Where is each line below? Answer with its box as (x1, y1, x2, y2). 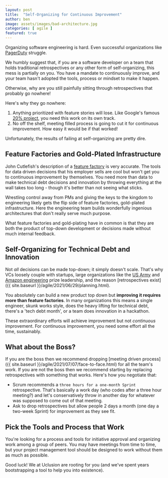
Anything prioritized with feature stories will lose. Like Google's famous (12, 110, 159, 116)
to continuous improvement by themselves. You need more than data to (5, 174, 153, 180)
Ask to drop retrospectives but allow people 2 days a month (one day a (12, 403, 159, 409)
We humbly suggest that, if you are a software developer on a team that (5, 60, 153, 65)
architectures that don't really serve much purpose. (5, 210, 111, 216)
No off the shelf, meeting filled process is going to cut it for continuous (12, 121, 159, 126)
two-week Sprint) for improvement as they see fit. (12, 408, 116, 414)
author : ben (5, 17, 30, 22)
